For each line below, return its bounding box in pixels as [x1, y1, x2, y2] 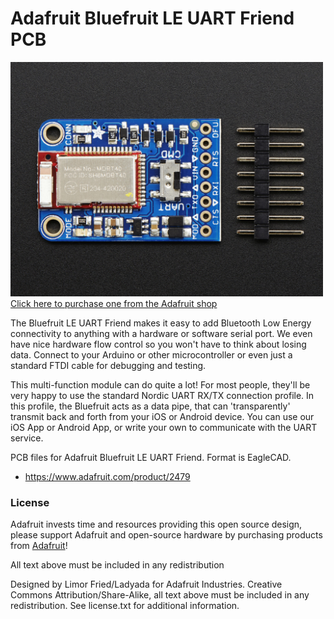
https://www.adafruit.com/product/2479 [24, 470, 191, 482]
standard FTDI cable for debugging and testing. [10, 359, 207, 371]
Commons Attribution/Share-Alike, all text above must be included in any [10, 589, 310, 601]
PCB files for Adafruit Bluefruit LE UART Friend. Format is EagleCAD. [10, 451, 292, 463]
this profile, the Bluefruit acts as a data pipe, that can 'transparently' [10, 400, 291, 412]
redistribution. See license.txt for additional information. [10, 600, 240, 612]
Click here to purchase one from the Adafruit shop [10, 297, 218, 309]
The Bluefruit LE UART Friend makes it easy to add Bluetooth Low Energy [10, 317, 312, 329]
